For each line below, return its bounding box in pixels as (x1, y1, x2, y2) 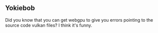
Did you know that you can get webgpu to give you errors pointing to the (5, 17, 154, 23)
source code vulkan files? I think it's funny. (5, 22, 93, 28)
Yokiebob (5, 4, 35, 12)
